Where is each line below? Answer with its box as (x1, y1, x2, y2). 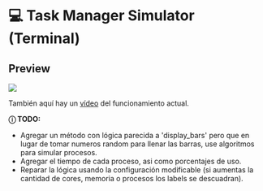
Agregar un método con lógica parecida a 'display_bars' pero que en (19, 131, 250, 140)
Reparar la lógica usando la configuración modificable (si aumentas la (19, 165, 254, 175)
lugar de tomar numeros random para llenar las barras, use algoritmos (19, 139, 255, 149)
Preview (8, 62, 51, 76)
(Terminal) (8, 29, 80, 48)
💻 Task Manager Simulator (8, 7, 195, 25)
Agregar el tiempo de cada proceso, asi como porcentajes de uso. (19, 156, 242, 166)
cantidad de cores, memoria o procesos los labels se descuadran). (19, 174, 244, 183)
